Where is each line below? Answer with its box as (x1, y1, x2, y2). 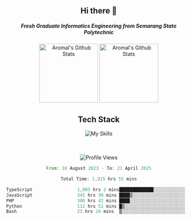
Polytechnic (83, 28, 114, 35)
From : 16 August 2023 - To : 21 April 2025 (46, 166, 152, 172)
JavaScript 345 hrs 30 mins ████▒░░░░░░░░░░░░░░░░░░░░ (6, 192, 185, 198)
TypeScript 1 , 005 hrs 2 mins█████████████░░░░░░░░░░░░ (6, 186, 185, 192)
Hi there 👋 (80, 6, 118, 16)
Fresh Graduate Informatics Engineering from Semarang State (21, 22, 177, 29)
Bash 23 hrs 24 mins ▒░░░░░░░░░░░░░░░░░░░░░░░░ (6, 209, 185, 215)
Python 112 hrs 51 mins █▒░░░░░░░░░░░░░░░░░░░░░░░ (6, 203, 185, 209)
